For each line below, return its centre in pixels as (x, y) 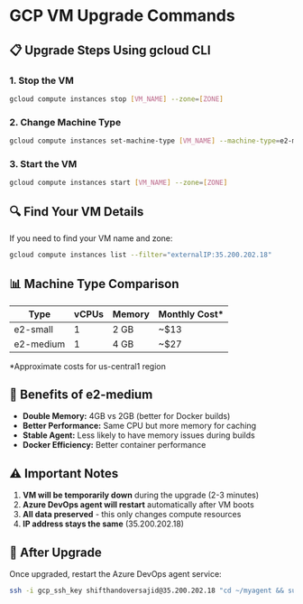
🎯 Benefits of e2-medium (81, 394)
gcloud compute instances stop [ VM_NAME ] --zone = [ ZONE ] (116, 99)
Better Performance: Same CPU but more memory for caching (139, 426)
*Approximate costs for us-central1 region (88, 366)
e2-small (34, 329)
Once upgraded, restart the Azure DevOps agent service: (116, 574)
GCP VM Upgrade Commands (123, 16)
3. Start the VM (43, 163)
